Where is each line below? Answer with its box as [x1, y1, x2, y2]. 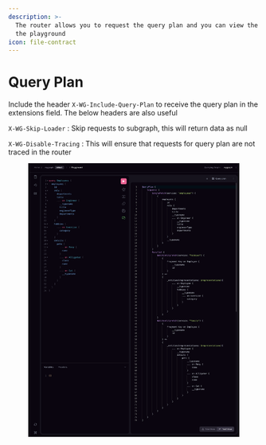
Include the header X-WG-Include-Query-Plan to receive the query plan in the [8, 100, 259, 109]
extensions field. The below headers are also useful [8, 108, 178, 118]
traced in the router [8, 147, 72, 157]
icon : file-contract [8, 38, 77, 46]
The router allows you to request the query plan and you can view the [15, 21, 259, 29]
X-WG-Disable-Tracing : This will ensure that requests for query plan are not [8, 139, 256, 149]
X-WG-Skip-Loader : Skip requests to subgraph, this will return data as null [8, 123, 248, 133]
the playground [15, 29, 66, 37]
